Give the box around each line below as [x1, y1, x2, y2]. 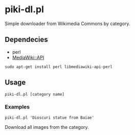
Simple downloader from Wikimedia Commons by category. [5, 20, 130, 27]
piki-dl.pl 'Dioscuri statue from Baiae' [5, 115, 95, 120]
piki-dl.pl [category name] [5, 92, 65, 97]
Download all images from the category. [5, 124, 89, 130]
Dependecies [5, 35, 48, 44]
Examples [5, 103, 30, 110]
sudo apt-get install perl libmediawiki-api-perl [5, 64, 113, 70]
